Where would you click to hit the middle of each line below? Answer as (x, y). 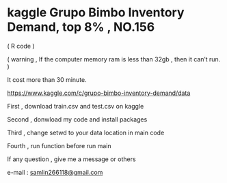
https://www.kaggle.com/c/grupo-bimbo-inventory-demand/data (99, 93)
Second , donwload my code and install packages (77, 119)
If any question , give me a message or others (71, 159)
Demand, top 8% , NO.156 (81, 27)
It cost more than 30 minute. (47, 79)
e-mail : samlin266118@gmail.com (55, 172)
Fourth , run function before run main (59, 145)
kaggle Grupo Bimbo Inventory (96, 13)
